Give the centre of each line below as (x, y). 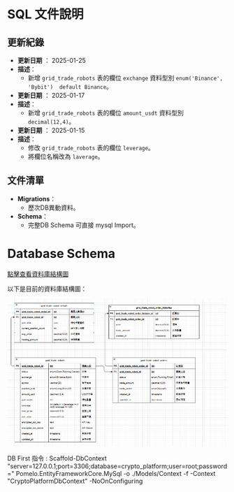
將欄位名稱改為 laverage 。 (66, 157)
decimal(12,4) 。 (51, 122)
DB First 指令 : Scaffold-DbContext (57, 458)
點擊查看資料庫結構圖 (38, 274)
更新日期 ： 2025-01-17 (51, 95)
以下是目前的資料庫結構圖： (47, 289)
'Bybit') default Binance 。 (70, 87)
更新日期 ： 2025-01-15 (51, 130)
